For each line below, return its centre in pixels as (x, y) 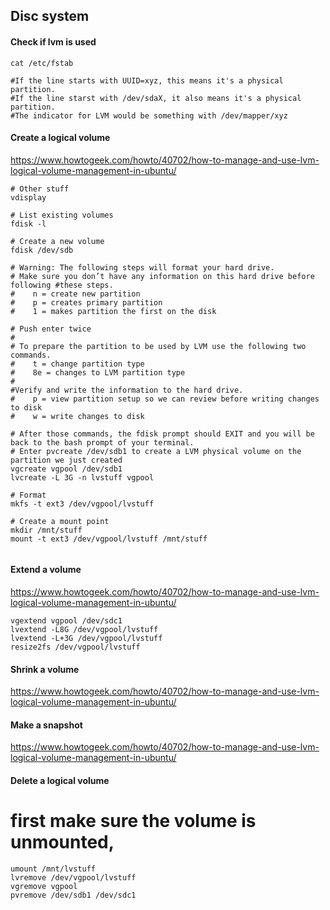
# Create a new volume (57, 241)
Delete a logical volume (60, 780)
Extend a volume (46, 570)
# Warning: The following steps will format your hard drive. (142, 267)
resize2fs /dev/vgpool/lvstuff (75, 647)
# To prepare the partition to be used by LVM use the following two (158, 346)
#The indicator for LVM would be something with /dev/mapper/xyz (149, 115)
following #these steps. (62, 285)
